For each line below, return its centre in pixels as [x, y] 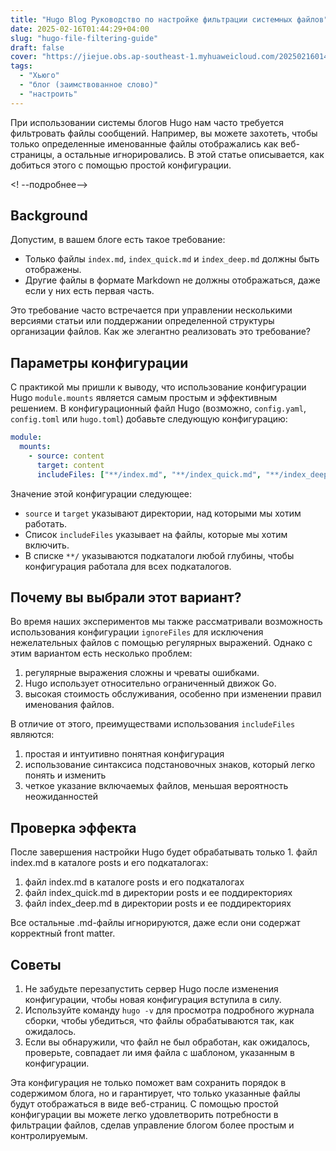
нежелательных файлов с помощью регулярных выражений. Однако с [161, 643]
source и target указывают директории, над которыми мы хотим [163, 513]
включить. [47, 545]
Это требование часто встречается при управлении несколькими [151, 310]
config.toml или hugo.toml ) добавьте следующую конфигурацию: [149, 419]
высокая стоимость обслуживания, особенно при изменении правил [173, 694]
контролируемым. [49, 1136]
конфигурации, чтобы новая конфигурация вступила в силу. [153, 1000]
